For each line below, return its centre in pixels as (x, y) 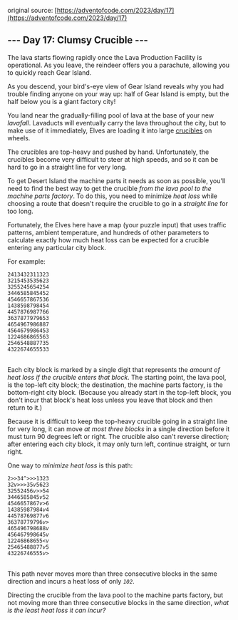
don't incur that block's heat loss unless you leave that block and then (110, 400)
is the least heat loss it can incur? (57, 610)
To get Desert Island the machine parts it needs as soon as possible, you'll (117, 180)
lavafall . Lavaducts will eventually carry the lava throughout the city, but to (117, 123)
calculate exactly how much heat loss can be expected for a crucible (108, 240)
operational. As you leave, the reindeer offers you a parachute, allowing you (119, 65)
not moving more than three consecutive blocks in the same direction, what (118, 602)
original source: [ (32, 10)
